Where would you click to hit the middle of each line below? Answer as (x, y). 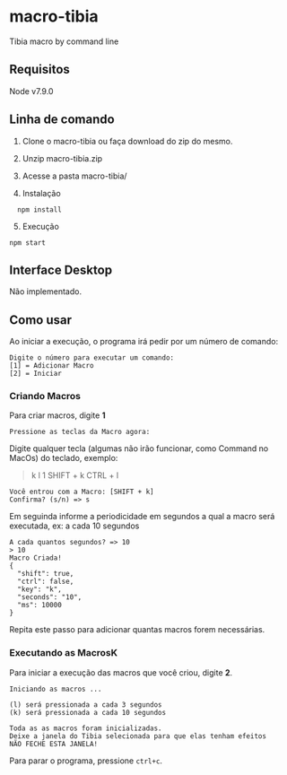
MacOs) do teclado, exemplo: (64, 458)
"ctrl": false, (46, 582)
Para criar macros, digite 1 (57, 415)
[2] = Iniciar (36, 374)
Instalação (41, 193)
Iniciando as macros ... (56, 689)
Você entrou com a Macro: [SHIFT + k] (82, 492)
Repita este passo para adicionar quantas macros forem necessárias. (137, 630)
